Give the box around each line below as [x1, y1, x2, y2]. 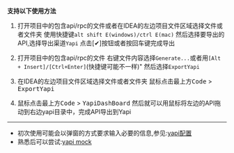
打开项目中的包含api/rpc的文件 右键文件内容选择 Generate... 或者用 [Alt [17, 54, 221, 62]
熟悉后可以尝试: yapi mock [17, 138, 92, 145]
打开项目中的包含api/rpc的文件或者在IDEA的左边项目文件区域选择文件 [17, 22, 217, 30]
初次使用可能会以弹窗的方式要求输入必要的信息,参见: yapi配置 [17, 129, 192, 137]
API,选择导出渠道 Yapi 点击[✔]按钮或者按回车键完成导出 [17, 39, 175, 47]
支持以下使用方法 [7, 7, 56, 15]
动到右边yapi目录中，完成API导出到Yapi [17, 108, 132, 115]
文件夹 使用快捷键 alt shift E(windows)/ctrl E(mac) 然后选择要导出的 [23, 31, 225, 38]
